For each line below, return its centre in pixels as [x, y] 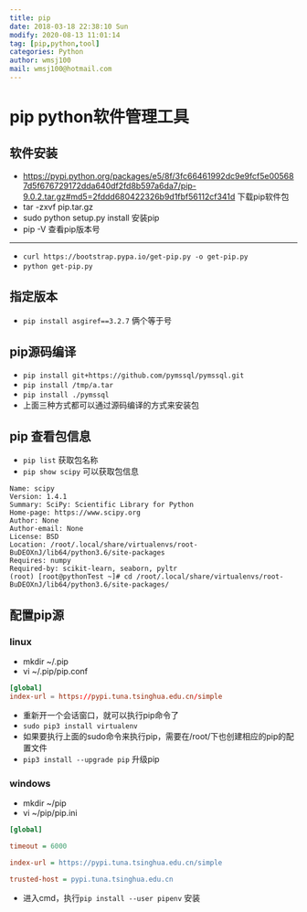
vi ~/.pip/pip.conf [55, 671]
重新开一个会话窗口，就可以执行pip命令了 [101, 715]
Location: [28, 545]
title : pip [30, 18]
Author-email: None [47, 529]
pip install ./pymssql [66, 395]
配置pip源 [37, 615]
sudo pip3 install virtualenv [80, 726]
